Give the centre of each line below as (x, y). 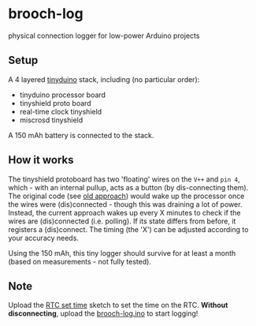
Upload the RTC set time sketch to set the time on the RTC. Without (118, 305)
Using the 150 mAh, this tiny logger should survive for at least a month (122, 253)
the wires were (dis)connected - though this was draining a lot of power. (125, 204)
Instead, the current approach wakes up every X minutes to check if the (124, 212)
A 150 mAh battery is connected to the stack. (81, 135)
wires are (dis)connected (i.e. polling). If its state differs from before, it (122, 221)
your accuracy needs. (43, 238)
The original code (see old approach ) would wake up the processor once (126, 196)
